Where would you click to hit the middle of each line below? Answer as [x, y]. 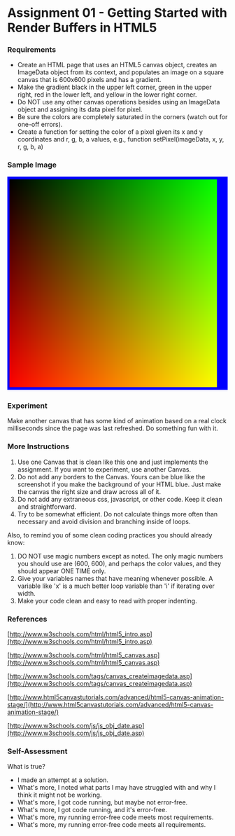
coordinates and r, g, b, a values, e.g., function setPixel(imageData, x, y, [121, 139]
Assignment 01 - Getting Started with [117, 13]
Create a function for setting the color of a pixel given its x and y [110, 132]
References [27, 619]
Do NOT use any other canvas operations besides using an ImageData [119, 102]
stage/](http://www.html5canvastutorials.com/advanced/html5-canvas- [111, 705]
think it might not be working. [59, 795]
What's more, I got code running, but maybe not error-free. [102, 802]
